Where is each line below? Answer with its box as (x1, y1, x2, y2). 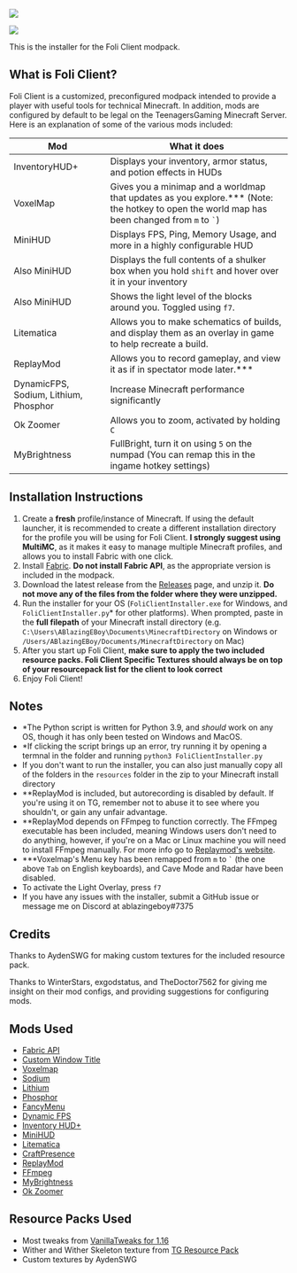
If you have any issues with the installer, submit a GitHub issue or (21, 891, 259, 903)
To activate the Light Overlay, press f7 (21, 882, 162, 893)
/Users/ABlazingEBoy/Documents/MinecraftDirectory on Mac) (21, 635, 245, 646)
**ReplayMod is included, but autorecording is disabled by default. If (21, 788, 274, 799)
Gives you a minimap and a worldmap (110, 180, 266, 192)
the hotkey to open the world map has (110, 202, 268, 214)
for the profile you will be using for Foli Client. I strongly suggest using (21, 532, 281, 542)
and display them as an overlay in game (110, 326, 275, 338)
